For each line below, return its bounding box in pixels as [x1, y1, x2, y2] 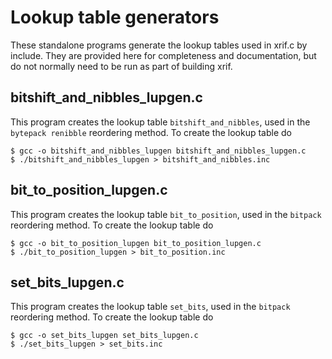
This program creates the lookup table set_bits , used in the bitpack [10, 301, 291, 313]
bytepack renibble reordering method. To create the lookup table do [10, 126, 292, 138]
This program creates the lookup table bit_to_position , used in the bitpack [10, 208, 322, 220]
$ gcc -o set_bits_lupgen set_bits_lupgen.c [10, 331, 199, 341]
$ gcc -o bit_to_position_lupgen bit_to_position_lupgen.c [10, 238, 262, 248]
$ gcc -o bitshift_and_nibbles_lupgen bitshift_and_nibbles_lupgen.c [10, 146, 307, 156]
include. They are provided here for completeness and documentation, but [10, 49, 317, 61]
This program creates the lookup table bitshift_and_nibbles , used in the [10, 116, 311, 128]
